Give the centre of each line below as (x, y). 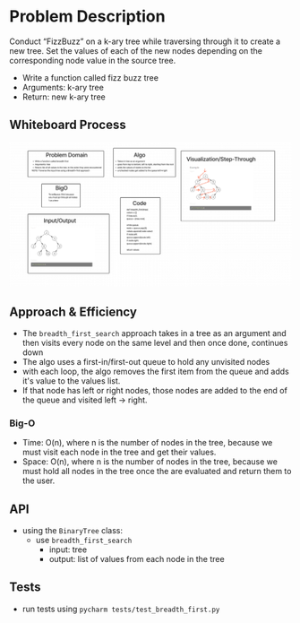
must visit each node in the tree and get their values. (119, 452)
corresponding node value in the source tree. (93, 60)
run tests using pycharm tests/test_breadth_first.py (121, 609)
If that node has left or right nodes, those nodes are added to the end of (155, 390)
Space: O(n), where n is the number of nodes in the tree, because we (150, 462)
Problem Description (87, 17)
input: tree (68, 549)
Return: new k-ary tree (64, 97)
